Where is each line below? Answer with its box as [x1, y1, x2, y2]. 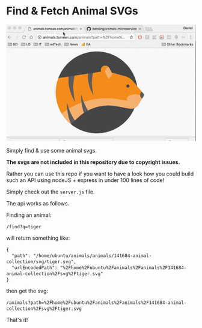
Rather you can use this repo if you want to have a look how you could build [6, 170, 194, 177]
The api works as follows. [6, 199, 70, 207]
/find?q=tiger [6, 223, 42, 229]
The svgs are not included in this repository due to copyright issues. [6, 158, 180, 166]
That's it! [6, 316, 28, 323]
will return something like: [6, 234, 70, 241]
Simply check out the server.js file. [6, 188, 95, 195]
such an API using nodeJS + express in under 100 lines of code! [6, 176, 165, 184]
